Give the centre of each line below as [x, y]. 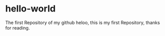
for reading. [18, 27]
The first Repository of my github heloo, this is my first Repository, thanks [82, 22]
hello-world [31, 9]
